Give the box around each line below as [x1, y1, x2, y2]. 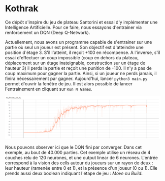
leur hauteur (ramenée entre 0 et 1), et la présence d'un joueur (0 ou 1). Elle [5, 165, 158, 171]
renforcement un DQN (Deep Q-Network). [5, 29, 90, 35]
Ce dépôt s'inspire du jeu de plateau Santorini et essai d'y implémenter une [5, 19, 158, 25]
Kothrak [5, 3, 38, 14]
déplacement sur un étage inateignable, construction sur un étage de [5, 60, 146, 66]
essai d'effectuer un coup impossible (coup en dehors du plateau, [5, 54, 139, 60]
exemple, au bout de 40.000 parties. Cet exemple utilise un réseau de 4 [5, 150, 151, 155]
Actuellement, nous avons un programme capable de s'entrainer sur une [5, 39, 152, 45]
